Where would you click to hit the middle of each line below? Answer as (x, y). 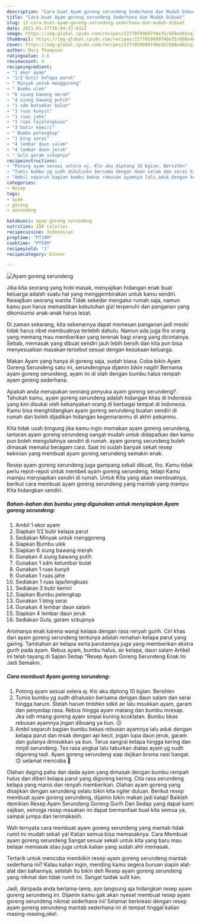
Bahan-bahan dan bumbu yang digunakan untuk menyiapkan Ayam (93, 504)
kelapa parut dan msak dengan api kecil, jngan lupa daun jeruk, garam (101, 735)
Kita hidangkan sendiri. (35, 490)
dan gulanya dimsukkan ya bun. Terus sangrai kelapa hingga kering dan (103, 742)
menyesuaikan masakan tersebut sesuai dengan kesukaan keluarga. (90, 350)
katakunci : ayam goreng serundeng (50, 221)
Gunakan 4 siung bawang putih (54, 557)
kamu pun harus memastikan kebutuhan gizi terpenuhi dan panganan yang (98, 307)
